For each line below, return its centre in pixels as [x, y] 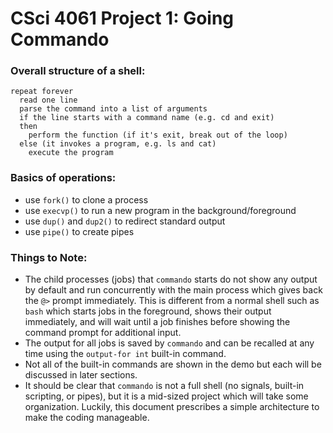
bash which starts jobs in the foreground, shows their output [148, 311]
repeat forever [42, 92]
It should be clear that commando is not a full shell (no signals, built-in [164, 386]
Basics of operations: [63, 178]
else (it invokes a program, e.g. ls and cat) [118, 144]
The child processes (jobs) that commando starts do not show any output [171, 279]
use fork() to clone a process [86, 199]
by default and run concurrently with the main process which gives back [173, 290]
